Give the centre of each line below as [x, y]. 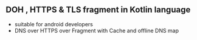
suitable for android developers [54, 24]
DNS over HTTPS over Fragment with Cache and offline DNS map [97, 30]
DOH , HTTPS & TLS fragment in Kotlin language [98, 10]
